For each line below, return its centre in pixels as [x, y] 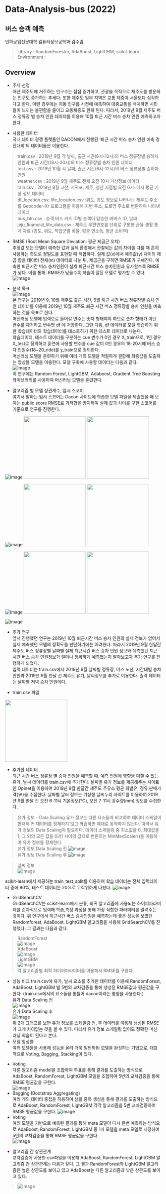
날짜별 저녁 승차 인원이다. [42, 682]
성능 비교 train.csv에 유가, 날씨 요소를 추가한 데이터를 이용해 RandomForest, [86, 981]
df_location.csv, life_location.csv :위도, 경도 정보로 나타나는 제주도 [83, 200]
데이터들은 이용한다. [50, 145]
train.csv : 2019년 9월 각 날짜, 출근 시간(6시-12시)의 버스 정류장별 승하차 [88, 156]
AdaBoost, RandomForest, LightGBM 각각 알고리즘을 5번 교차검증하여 [87, 1105]
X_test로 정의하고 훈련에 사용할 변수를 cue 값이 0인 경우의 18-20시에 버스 [83, 343]
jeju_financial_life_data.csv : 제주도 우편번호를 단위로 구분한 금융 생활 [85, 225]
